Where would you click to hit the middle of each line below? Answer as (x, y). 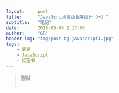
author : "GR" (27, 33)
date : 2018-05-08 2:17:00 (45, 28)
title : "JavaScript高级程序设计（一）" (57, 17)
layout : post (27, 11)
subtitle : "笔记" (29, 22)
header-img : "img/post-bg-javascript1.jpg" (60, 39)
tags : (13, 44)
